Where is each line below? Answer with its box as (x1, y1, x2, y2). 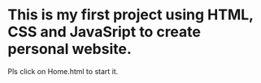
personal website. (7, 40, 132, 58)
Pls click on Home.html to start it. (7, 66, 119, 76)
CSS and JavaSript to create (7, 23, 201, 41)
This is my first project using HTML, (7, 6, 254, 24)
